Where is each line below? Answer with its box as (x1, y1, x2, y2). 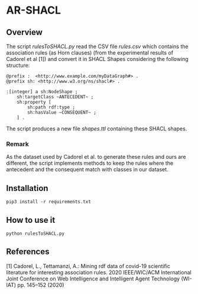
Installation (6, 183, 48, 193)
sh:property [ (17, 99, 51, 105)
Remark (6, 140, 30, 148)
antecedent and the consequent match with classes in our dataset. (6, 166, 168, 173)
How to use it (6, 215, 56, 225)
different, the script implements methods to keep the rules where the (6, 159, 174, 167)
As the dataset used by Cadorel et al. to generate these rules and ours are (6, 154, 186, 161)
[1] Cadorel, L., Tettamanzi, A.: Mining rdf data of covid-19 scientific (6, 262, 170, 270)
